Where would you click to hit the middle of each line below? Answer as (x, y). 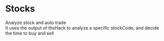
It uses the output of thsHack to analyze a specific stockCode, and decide (82, 27)
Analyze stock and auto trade (36, 22)
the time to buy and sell (30, 33)
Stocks (20, 9)
